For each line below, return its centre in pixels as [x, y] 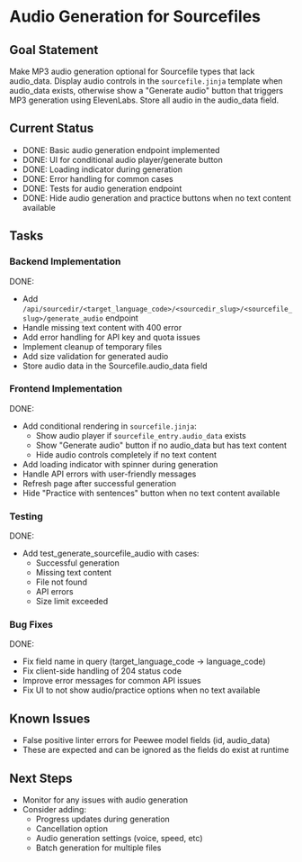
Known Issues [50, 718]
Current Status [52, 128]
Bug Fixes [31, 625]
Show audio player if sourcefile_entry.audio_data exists [141, 435]
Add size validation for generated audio [95, 356]
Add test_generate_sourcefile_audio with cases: [111, 553]
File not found [62, 582]
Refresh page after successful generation [99, 483]
